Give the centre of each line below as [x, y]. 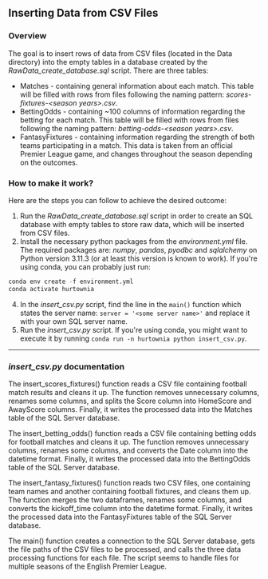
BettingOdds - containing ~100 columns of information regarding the [132, 111]
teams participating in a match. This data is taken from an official [126, 145]
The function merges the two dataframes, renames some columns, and [125, 500]
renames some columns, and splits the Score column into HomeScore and [130, 401]
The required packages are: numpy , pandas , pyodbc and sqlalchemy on [138, 250]
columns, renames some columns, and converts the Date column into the [128, 450]
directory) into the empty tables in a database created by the [108, 62]
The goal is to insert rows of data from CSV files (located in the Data [120, 53]
